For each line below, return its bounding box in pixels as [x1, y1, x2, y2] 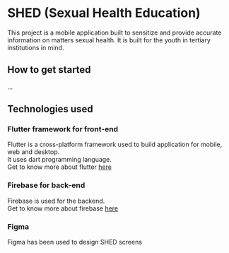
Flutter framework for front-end [7, 124, 119, 134]
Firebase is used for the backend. [7, 196, 105, 205]
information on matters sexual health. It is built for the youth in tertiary [7, 35, 211, 44]
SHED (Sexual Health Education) [7, 5, 201, 21]
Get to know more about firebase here [7, 204, 119, 213]
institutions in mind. [7, 43, 64, 52]
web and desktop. [7, 148, 60, 156]
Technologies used [7, 103, 93, 115]
